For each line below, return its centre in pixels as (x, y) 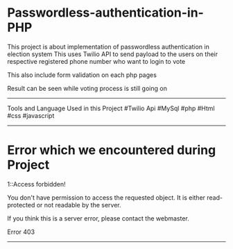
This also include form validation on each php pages (82, 75)
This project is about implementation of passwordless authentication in (108, 46)
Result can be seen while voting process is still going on (87, 88)
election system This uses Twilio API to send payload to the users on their (113, 54)
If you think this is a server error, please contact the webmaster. (98, 218)
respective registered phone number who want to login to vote (96, 61)
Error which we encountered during (112, 150)
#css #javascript (31, 115)
